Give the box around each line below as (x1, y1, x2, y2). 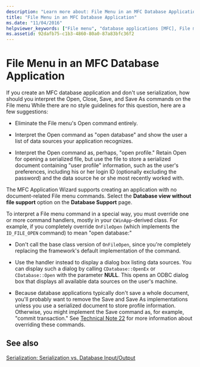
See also (6, 338, 39, 349)
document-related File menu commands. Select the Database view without (6, 192, 192, 200)
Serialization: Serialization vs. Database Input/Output (6, 354, 136, 361)
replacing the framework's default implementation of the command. (14, 247, 181, 254)
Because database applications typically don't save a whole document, (14, 289, 189, 297)
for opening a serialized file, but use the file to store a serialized (14, 156, 171, 163)
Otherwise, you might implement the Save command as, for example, (14, 309, 185, 316)
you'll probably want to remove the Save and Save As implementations (14, 296, 188, 303)
